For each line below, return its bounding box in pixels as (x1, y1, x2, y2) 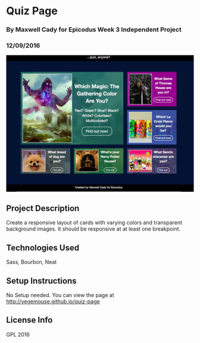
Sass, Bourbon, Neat (6, 258, 57, 266)
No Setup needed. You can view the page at (6, 292, 114, 299)
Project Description (6, 203, 80, 213)
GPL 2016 (6, 330, 30, 338)
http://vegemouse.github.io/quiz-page (6, 298, 100, 305)
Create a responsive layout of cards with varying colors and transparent (6, 219, 183, 226)
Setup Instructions (6, 276, 77, 286)
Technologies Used (6, 242, 79, 252)
